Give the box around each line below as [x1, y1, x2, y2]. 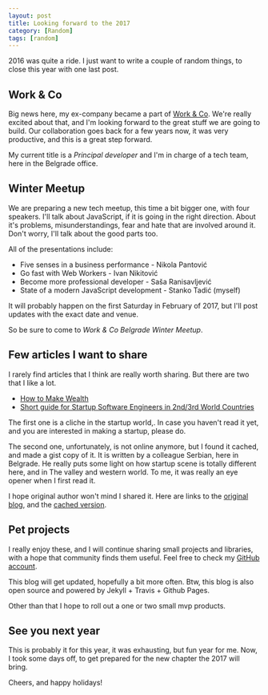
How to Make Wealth [19, 394, 90, 403]
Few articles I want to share [8, 348, 148, 362]
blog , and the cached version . [8, 499, 106, 509]
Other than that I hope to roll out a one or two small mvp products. [8, 600, 226, 610]
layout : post [8, 11, 52, 20]
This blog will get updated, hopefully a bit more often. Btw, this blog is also [8, 576, 254, 586]
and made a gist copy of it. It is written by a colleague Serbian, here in [8, 450, 239, 459]
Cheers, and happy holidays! [8, 678, 102, 688]
